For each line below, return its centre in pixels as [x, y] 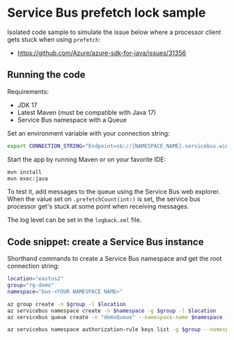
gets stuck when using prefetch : [54, 39]
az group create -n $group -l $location [67, 304]
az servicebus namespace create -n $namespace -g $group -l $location [112, 311]
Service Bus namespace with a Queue [72, 120]
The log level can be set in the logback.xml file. [75, 220]
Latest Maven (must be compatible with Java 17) [87, 112]
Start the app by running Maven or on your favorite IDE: [86, 159]
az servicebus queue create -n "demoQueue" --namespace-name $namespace [115, 317]
